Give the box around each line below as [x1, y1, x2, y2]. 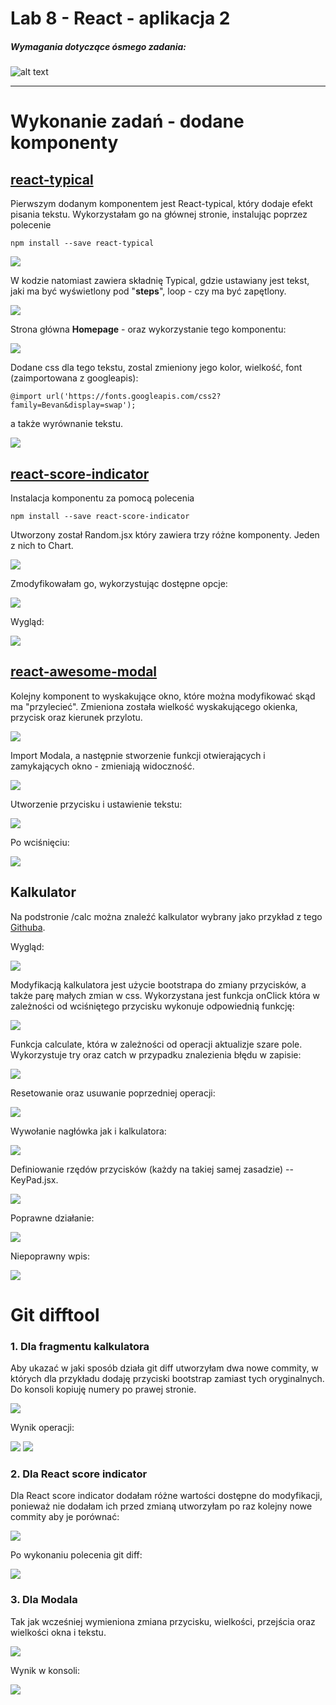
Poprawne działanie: [10, 1212, 95, 1224]
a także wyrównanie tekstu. [10, 418, 124, 430]
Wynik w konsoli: [10, 1664, 80, 1676]
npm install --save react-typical [10, 238, 155, 249]
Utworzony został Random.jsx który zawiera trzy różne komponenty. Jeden [10, 528, 320, 541]
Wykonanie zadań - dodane [10, 110, 245, 133]
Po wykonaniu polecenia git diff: [10, 1549, 143, 1561]
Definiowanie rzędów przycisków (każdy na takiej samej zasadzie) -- [10, 1163, 294, 1175]
